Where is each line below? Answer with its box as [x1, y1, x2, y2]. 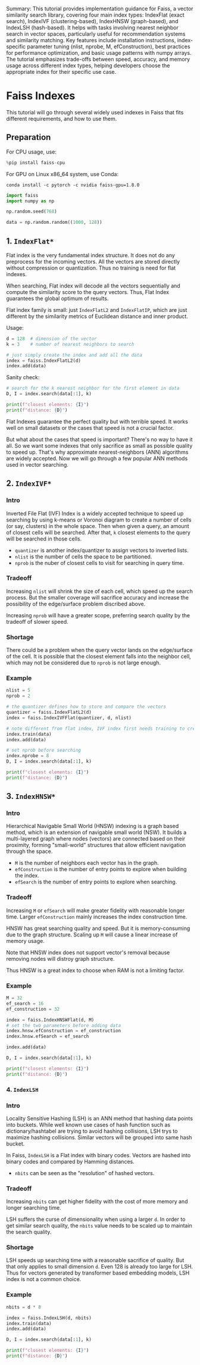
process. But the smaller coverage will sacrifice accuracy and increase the [6, 594, 189, 601]
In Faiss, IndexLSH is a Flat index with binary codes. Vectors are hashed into [6, 1151, 191, 1158]
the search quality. [6, 1229, 52, 1236]
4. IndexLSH [6, 1085, 39, 1094]
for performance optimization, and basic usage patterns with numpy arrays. [6, 49, 192, 56]
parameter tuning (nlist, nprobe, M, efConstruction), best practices [27, 43, 190, 50]
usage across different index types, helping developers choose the [6, 62, 170, 69]
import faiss [6, 192, 39, 198]
